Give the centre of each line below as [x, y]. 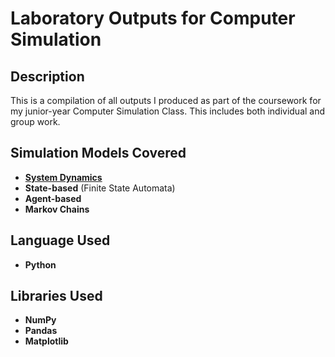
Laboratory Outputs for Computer [153, 18]
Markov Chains [57, 209]
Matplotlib [46, 341]
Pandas [41, 331]
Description [47, 76]
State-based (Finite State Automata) [100, 188]
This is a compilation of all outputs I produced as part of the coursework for [166, 100]
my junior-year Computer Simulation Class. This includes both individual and [168, 111]
